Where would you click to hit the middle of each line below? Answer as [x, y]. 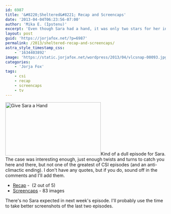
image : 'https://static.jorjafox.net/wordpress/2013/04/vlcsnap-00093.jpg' [87, 57]
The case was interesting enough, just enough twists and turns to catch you [85, 159]
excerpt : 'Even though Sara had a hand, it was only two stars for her [83, 29]
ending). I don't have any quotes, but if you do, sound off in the [91, 170]
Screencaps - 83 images [38, 191]
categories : [18, 62]
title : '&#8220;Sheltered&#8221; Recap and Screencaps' [66, 15]
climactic [15, 170]
